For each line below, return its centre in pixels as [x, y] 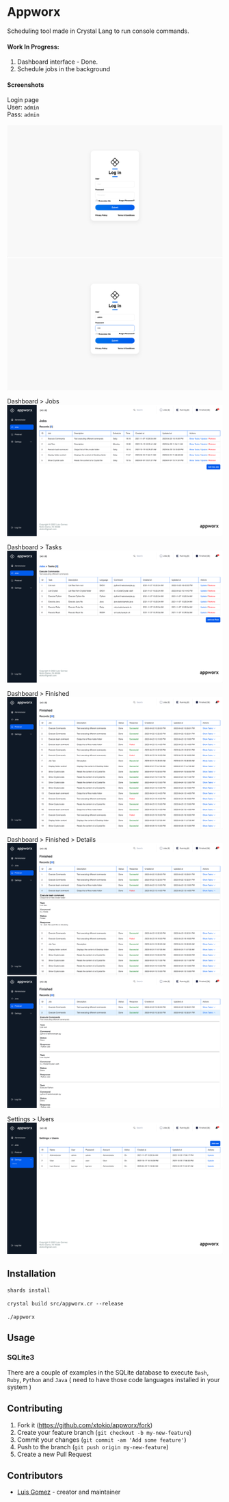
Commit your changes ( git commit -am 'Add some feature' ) [102, 1440]
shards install [29, 1291]
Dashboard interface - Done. [57, 62]
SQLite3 [21, 1357]
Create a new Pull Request [54, 1454]
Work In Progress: [33, 47]
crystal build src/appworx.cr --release [66, 1304]
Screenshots [26, 85]
